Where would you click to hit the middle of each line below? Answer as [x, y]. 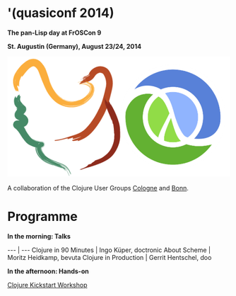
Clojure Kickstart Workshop [47, 285]
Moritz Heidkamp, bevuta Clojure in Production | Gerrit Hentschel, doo [110, 258]
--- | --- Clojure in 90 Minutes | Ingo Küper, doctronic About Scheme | [109, 250]
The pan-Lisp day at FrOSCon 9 [54, 33]
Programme [42, 217]
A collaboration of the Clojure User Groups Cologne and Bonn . [98, 188]
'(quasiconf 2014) [61, 13]
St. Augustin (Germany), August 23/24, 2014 [75, 46]
